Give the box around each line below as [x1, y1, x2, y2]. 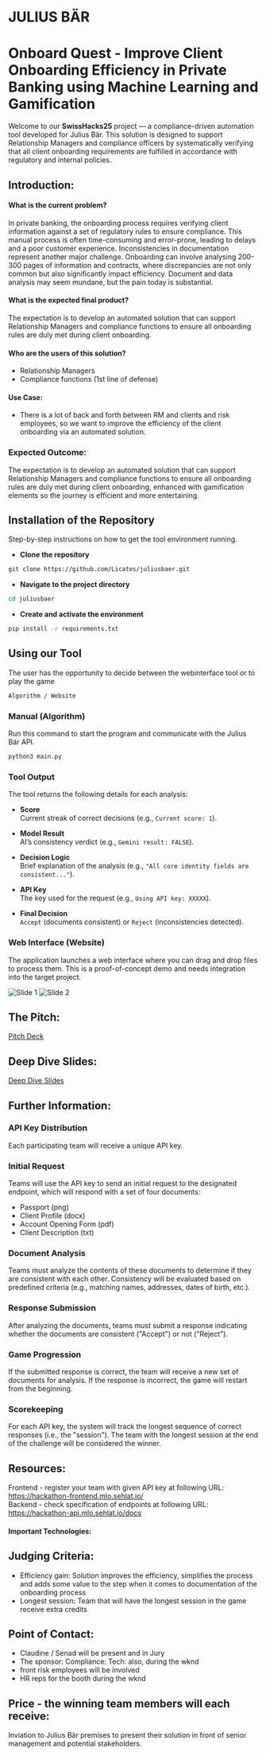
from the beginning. [8, 1384, 73, 1393]
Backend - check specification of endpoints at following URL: [8, 1500, 209, 1509]
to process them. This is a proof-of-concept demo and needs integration [8, 963, 246, 973]
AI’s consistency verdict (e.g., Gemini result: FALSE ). [19, 837, 195, 847]
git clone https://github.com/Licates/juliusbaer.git [8, 565, 191, 573]
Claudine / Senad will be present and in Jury [19, 1649, 165, 1658]
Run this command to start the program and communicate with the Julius [8, 728, 247, 739]
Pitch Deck [8, 1031, 44, 1041]
